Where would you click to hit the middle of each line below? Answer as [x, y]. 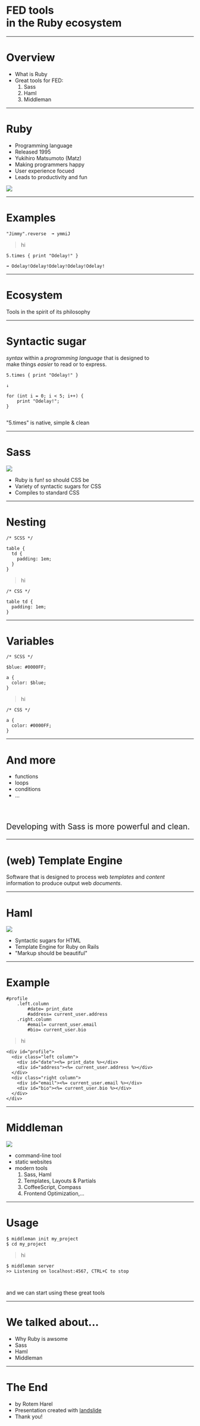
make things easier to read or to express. [57, 364]
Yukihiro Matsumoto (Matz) [48, 158]
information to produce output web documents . [64, 883]
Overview [31, 58]
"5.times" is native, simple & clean [48, 423]
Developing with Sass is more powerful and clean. [98, 827]
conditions [28, 789]
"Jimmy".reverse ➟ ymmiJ [38, 234]
